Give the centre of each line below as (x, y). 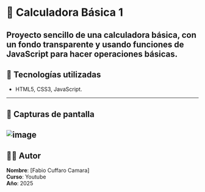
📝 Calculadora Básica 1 (65, 12)
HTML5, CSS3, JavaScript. (49, 89)
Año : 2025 (20, 183)
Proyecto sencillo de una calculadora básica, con (102, 35)
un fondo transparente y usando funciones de (95, 44)
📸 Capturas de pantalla (50, 114)
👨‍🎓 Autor (24, 156)
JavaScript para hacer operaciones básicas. (92, 54)
